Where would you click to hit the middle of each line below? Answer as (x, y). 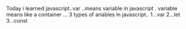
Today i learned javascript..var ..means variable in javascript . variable (92, 8)
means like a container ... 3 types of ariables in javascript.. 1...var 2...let (93, 14)
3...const (17, 21)
